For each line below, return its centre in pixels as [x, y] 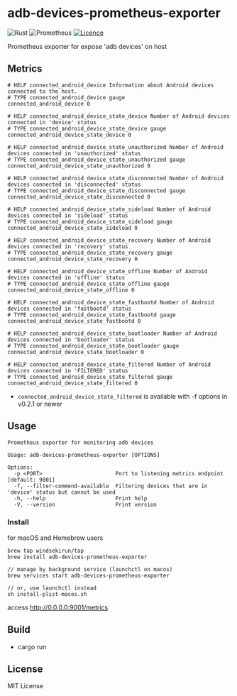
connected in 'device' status [52, 122]
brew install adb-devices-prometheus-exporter [77, 557]
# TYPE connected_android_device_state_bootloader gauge [93, 346]
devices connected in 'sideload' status [68, 215]
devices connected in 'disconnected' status [74, 184]
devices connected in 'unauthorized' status [74, 153]
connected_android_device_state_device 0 [70, 135]
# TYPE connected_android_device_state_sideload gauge [90, 221]
